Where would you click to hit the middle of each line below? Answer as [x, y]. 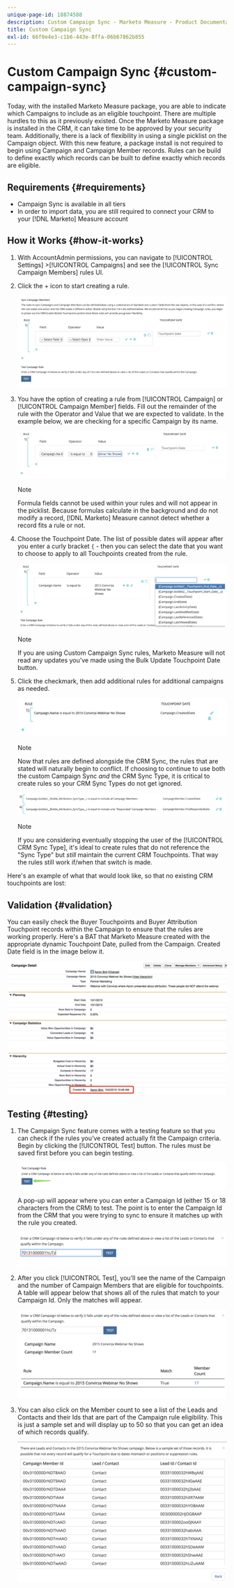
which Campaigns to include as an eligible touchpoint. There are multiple [112, 114]
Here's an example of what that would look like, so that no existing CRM [110, 876]
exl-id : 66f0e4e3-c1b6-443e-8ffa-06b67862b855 [76, 37]
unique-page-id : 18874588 [45, 15]
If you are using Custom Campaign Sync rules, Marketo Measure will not [121, 653]
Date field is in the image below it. [56, 951]
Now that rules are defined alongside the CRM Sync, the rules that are [118, 761]
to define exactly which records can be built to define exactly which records [116, 158]
